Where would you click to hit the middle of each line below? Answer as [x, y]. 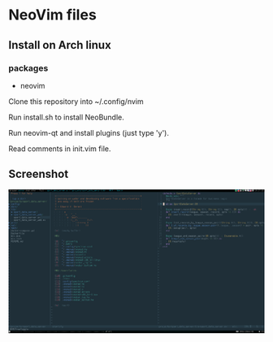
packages [28, 68]
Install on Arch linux [60, 45]
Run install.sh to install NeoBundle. [66, 117]
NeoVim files [53, 15]
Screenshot [39, 174]
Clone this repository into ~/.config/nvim [76, 101]
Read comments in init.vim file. [60, 149]
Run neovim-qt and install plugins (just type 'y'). [89, 132]
